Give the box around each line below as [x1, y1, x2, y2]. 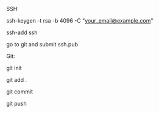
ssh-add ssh [6, 29, 38, 36]
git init [6, 64, 23, 71]
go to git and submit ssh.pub [6, 41, 78, 48]
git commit [6, 88, 34, 95]
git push [6, 100, 27, 107]
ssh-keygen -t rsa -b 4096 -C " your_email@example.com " [6, 17, 154, 24]
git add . [6, 76, 27, 83]
